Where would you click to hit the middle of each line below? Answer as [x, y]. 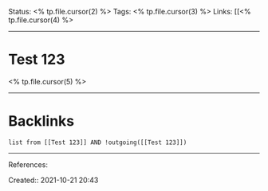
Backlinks [41, 121]
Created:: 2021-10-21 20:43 [53, 180]
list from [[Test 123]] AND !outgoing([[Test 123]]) [98, 142]
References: [28, 164]
